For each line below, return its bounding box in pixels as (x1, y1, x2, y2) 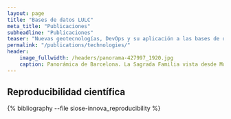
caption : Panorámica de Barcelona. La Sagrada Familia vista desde (19, 61, 217, 68)
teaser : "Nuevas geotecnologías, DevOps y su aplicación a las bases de (7, 36, 220, 42)
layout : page (7, 10, 45, 17)
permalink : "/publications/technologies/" (7, 42, 131, 49)
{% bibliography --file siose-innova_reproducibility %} (7, 104, 161, 113)
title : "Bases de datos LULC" (7, 16, 94, 23)
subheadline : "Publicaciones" (7, 29, 94, 36)
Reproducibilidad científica (7, 86, 126, 98)
